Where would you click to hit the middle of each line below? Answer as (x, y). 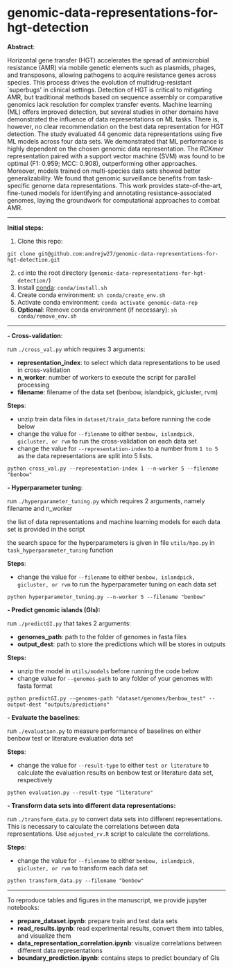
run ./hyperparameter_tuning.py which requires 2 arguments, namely (106, 500)
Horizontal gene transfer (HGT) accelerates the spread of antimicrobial (108, 60)
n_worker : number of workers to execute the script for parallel (106, 377)
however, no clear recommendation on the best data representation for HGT (115, 126)
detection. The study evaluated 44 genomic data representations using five (115, 134)
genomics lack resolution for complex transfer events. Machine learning (110, 104)
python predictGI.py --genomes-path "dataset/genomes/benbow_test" (107, 698)
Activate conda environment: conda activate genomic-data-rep (107, 302)
